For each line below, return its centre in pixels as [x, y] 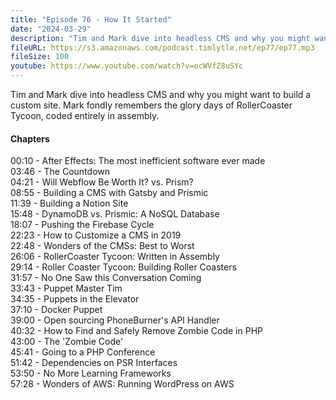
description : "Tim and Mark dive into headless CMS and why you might [160, 38]
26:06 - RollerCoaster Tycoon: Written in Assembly [115, 257]
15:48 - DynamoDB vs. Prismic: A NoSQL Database [115, 214]
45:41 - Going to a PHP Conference [83, 352]
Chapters [30, 138]
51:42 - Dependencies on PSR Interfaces [94, 363]
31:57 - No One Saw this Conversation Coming [106, 278]
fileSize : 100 [40, 57]
